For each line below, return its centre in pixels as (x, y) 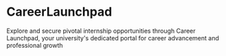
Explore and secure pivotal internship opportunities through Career (101, 31)
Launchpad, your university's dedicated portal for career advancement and (113, 38)
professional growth (35, 45)
